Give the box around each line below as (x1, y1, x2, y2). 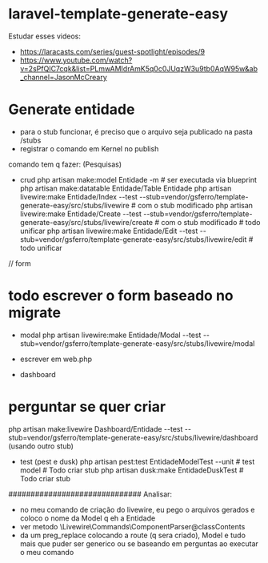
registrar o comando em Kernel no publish (19, 143, 159, 153)
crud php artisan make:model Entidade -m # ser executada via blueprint (19, 175, 258, 184)
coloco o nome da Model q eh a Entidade (19, 513, 156, 523)
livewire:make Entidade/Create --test (19, 209, 142, 219)
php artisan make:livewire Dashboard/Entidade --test (8, 424, 183, 433)
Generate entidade (8, 101, 135, 119)
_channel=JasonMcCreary (19, 72, 108, 82)
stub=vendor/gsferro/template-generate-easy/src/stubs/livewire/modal (19, 338, 255, 348)
